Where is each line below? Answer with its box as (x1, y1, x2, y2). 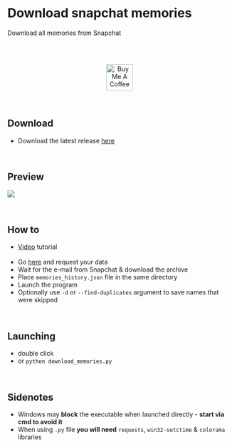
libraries (17, 433, 42, 441)
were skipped (17, 296, 58, 304)
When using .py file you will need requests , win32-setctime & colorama (17, 426, 226, 433)
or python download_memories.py (17, 356, 112, 365)
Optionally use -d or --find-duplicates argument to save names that (17, 288, 219, 297)
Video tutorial (17, 242, 58, 251)
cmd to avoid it (17, 418, 63, 426)
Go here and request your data (17, 258, 108, 267)
